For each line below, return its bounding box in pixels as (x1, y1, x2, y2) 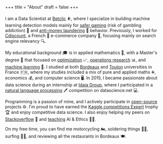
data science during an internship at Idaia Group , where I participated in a (5, 82, 153, 88)
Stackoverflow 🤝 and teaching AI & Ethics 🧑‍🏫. (5, 116, 96, 122)
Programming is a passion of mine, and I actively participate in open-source (5, 99, 158, 104)
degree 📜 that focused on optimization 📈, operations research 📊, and (5, 57, 146, 63)
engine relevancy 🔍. (5, 38, 46, 44)
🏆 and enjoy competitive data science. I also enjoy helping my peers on (5, 109, 150, 115)
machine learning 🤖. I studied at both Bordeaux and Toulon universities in (5, 64, 152, 70)
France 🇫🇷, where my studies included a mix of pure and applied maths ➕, (5, 69, 156, 75)
